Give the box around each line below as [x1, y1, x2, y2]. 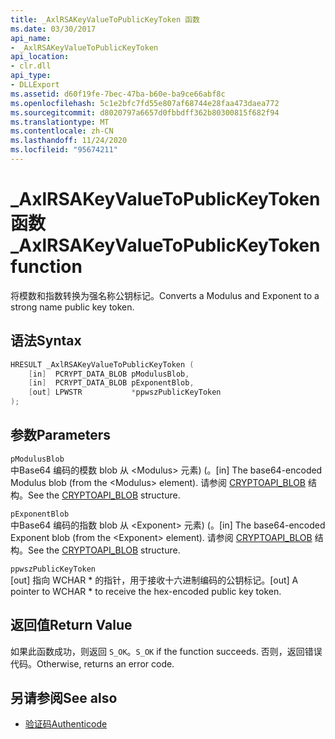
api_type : [10, 71, 52, 81]
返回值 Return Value [10, 617, 133, 634]
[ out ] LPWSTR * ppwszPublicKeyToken [28, 387, 222, 398]
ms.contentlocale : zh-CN [10, 126, 114, 136]
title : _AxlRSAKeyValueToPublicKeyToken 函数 [10, 14, 200, 25]
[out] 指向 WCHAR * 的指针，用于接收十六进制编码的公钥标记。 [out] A [10, 574, 299, 586]
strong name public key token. [10, 301, 135, 313]
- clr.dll [10, 61, 52, 71]
